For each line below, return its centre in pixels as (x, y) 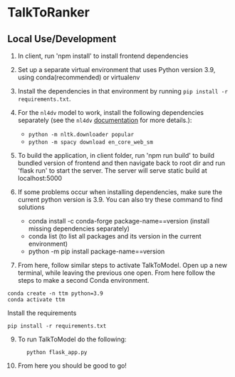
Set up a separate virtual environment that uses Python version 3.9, (116, 70)
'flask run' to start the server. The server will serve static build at (113, 171)
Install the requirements (42, 313)
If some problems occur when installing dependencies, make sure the (120, 192)
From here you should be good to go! (72, 366)
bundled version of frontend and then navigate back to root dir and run (121, 163)
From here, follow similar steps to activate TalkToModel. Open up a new (122, 265)
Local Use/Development (62, 39)
